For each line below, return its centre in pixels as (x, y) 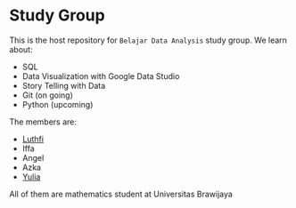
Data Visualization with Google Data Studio (101, 76)
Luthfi (33, 139)
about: (21, 49)
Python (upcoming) (58, 104)
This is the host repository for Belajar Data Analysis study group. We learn (148, 40)
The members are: (43, 122)
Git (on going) (48, 95)
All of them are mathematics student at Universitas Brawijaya (121, 194)
